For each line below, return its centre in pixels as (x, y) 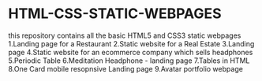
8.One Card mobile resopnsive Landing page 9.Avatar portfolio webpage (125, 68)
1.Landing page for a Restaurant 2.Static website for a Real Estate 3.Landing (131, 43)
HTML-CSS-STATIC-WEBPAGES (115, 14)
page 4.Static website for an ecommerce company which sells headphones (131, 52)
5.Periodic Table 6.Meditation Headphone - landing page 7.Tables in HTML (129, 61)
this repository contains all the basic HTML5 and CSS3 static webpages (125, 35)
